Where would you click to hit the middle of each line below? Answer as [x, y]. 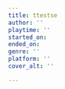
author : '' [26, 23]
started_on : [27, 37]
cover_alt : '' [31, 66]
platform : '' [29, 59]
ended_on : [24, 44]
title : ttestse [33, 15]
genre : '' [24, 52]
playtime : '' [29, 30]
